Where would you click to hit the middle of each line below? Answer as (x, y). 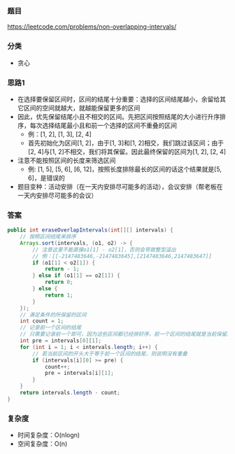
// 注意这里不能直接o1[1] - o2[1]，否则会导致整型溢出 (104, 250)
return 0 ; (59, 282)
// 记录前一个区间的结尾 (51, 328)
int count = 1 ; (42, 321)
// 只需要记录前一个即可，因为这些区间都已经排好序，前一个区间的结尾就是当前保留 (123, 334)
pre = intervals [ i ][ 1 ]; (79, 373)
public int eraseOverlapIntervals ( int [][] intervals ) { (90, 230)
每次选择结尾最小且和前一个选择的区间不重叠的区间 (103, 125)
